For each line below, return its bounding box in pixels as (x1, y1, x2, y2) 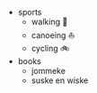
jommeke (31, 66, 66, 76)
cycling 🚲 (31, 43, 70, 53)
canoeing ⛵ (31, 30, 75, 41)
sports (17, 7, 42, 17)
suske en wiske (31, 75, 89, 86)
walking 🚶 (31, 16, 68, 27)
